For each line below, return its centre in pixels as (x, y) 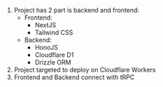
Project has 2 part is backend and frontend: (77, 10)
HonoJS (46, 47)
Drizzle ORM (53, 62)
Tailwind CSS (54, 32)
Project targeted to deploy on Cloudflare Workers (85, 70)
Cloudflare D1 (54, 55)
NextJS (45, 25)
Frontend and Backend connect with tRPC (74, 77)
